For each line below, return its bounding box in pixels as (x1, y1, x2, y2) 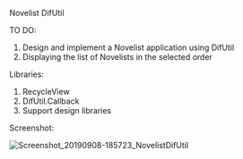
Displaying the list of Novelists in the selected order (22, 52, 213, 62)
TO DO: (9, 25, 38, 35)
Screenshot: (9, 122, 55, 133)
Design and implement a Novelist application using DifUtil (22, 42, 235, 53)
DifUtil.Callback (22, 96, 80, 106)
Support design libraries (22, 105, 112, 115)
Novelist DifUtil (9, 8, 65, 18)
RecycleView (22, 87, 70, 96)
